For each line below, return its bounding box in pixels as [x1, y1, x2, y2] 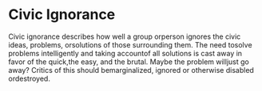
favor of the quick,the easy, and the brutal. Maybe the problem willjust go [8, 57, 249, 66]
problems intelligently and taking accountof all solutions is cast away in [8, 48, 242, 58]
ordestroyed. [8, 74, 50, 83]
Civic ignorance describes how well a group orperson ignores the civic [8, 32, 241, 41]
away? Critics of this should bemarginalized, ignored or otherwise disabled [8, 65, 254, 74]
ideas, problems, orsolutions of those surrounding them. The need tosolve [8, 40, 253, 49]
